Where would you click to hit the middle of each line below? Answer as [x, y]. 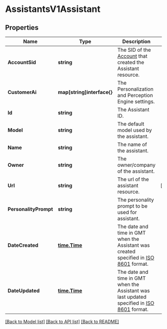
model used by [135, 130]
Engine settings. [136, 102]
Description [136, 42]
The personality [136, 200]
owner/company [136, 165]
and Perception [135, 95]
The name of [132, 144]
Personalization [135, 89]
